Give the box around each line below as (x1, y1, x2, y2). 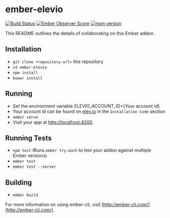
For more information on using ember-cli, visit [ (5, 202, 104, 208)
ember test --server (12, 164, 56, 170)
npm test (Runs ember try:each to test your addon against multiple (12, 147, 151, 153)
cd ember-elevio (12, 65, 47, 70)
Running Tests (5, 134, 52, 142)
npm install (12, 70, 38, 75)
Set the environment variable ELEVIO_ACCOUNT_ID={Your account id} (12, 103, 160, 109)
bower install (12, 75, 43, 81)
